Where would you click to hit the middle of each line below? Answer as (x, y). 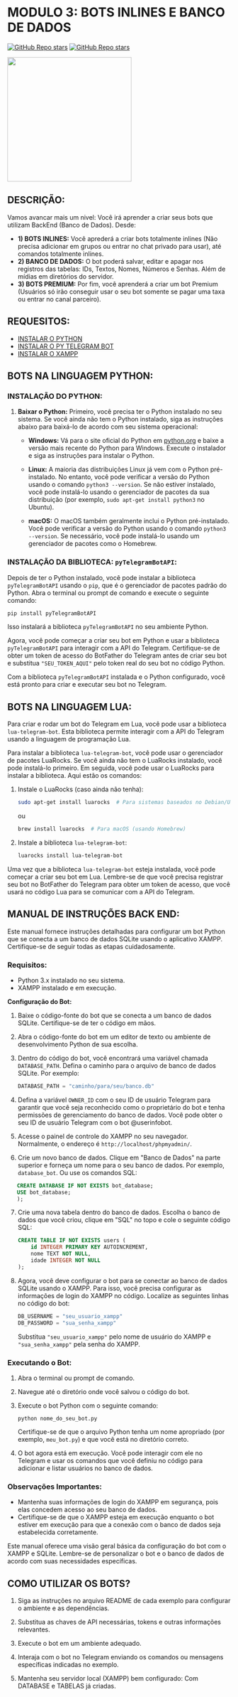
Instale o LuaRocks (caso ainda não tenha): (80, 789)
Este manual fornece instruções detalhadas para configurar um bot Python (116, 931)
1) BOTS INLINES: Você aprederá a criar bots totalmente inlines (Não (118, 238)
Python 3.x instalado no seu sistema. (71, 980)
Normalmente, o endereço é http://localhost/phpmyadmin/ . (105, 1144)
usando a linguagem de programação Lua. (69, 739)
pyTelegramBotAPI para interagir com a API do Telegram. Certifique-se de (114, 648)
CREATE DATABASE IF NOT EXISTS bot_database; (85, 1185)
